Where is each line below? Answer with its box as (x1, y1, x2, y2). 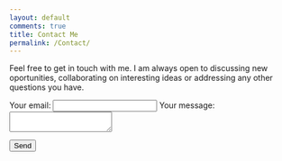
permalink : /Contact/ (9, 38, 91, 48)
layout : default (9, 13, 70, 22)
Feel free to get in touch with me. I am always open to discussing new (9, 63, 268, 74)
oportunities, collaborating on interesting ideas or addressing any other (9, 73, 273, 84)
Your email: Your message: (9, 100, 215, 111)
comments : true (9, 22, 67, 31)
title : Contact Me (9, 30, 78, 39)
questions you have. (9, 82, 85, 93)
